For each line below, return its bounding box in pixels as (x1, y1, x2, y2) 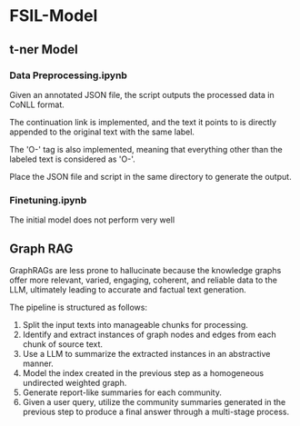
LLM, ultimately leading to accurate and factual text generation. (9, 283, 247, 295)
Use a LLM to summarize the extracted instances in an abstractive (22, 348, 271, 359)
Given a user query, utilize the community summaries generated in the (22, 396, 286, 407)
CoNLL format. (9, 99, 65, 110)
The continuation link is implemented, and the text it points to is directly (9, 116, 277, 127)
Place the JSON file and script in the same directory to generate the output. (9, 171, 293, 182)
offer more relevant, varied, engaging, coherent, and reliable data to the (9, 274, 277, 285)
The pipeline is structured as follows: (9, 302, 148, 312)
